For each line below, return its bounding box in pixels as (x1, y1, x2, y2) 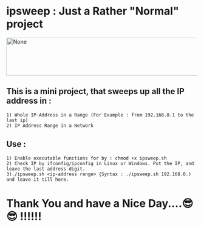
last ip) (6, 117, 29, 123)
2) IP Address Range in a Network (6, 123, 94, 129)
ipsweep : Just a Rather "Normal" (6, 4, 179, 18)
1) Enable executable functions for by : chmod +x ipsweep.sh (6, 155, 167, 161)
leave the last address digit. (6, 166, 86, 172)
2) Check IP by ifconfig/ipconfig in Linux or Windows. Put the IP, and (6, 160, 194, 166)
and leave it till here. (6, 176, 69, 183)
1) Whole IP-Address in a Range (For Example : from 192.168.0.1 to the (6, 112, 194, 118)
